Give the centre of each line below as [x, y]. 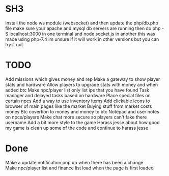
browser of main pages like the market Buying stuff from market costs [79, 106]
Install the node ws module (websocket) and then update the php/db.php [82, 23]
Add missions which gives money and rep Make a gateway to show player [83, 79]
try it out [14, 44]
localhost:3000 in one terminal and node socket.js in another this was [82, 34]
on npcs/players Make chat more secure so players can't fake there [76, 117]
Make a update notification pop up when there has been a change [74, 162]
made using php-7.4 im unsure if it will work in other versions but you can [82, 39]
